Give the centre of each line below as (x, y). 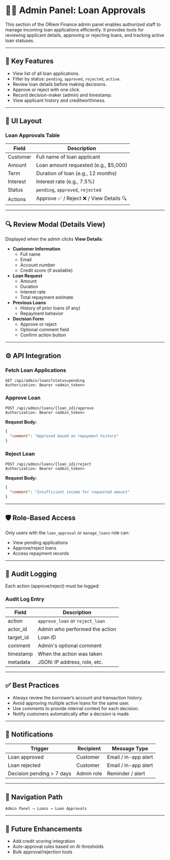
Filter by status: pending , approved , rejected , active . (67, 79)
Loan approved (26, 757)
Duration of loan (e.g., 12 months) (77, 173)
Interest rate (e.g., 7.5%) (66, 182)
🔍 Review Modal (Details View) (55, 224)
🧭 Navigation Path (34, 797)
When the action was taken (70, 654)
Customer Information (36, 249)
